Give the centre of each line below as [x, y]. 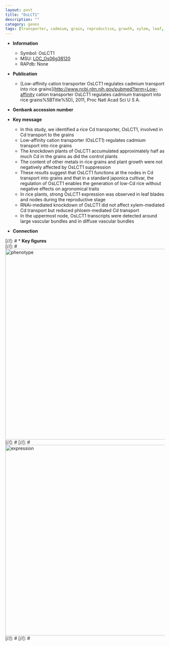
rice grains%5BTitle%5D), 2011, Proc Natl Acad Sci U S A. [80, 100]
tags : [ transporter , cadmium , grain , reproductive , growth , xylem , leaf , [85, 29]
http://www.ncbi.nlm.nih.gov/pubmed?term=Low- [106, 89]
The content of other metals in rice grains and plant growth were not [91, 162]
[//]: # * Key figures [26, 241]
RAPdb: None [34, 64]
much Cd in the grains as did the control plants [69, 157]
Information [25, 43]
